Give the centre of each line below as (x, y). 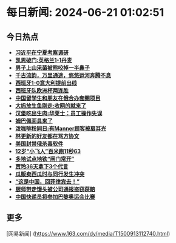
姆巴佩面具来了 (34, 121)
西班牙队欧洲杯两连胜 (42, 91)
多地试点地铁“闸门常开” (45, 159)
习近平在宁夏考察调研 (42, 53)
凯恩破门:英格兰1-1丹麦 (44, 60)
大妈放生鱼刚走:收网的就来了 (51, 106)
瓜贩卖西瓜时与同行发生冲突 (50, 174)
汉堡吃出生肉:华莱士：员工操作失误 (59, 113)
